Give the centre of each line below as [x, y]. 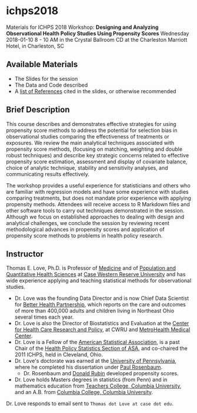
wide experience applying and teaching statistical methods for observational [99, 280]
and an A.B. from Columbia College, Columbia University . [84, 392]
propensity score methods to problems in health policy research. [84, 235]
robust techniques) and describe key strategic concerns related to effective [98, 155]
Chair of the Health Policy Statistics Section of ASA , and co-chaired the [101, 348]
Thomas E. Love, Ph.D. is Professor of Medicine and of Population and [91, 268]
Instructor [25, 254]
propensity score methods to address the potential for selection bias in [92, 130]
